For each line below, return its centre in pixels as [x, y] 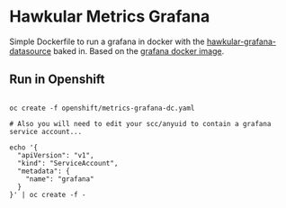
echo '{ [24, 147]
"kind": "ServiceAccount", [68, 163]
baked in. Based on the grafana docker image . [139, 50]
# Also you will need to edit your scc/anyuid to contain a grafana [140, 123]
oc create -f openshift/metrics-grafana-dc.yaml [102, 108]
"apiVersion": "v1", [56, 155]
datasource [31, 50]
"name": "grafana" [60, 179]
